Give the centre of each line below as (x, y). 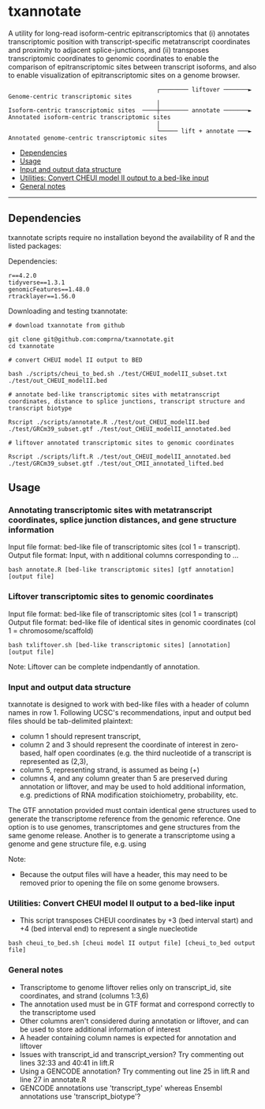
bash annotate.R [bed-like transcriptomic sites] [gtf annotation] (121, 570)
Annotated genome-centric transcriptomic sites (88, 138)
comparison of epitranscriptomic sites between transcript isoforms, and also (132, 66)
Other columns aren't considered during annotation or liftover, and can (134, 1021)
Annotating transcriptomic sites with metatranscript (110, 510)
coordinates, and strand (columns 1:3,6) (84, 995)
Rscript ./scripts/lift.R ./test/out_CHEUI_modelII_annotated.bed (119, 456)
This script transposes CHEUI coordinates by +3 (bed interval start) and (136, 920)
